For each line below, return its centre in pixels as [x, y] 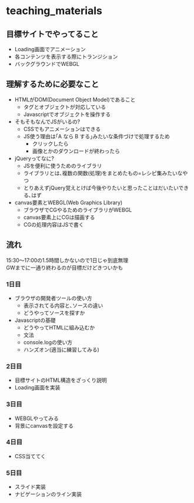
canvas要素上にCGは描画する [59, 217]
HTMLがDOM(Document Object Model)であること [75, 99]
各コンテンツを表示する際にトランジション [66, 56]
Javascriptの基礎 [35, 320]
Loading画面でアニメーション [50, 49]
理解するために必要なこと [52, 84]
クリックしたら [50, 144]
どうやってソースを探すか [54, 312]
